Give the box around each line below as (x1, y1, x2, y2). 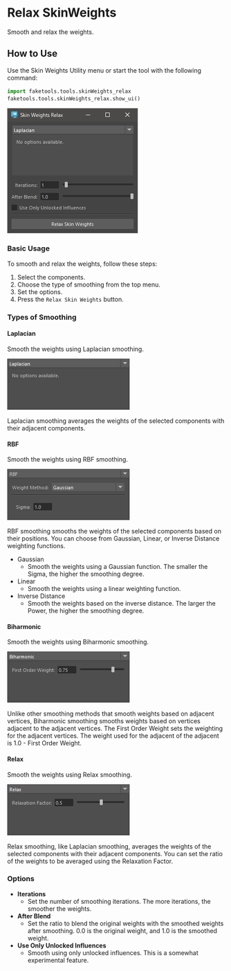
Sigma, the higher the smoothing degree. (27, 570, 145, 579)
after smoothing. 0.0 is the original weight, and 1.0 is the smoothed (27, 926, 218, 935)
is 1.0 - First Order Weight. (7, 739, 82, 747)
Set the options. (17, 287, 63, 296)
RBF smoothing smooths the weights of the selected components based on (7, 527, 221, 536)
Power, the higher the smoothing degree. (27, 607, 145, 615)
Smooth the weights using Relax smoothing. (7, 770, 133, 779)
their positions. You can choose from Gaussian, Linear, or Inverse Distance (7, 534, 220, 543)
